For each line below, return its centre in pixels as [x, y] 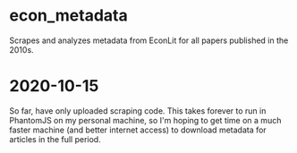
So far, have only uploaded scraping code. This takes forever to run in [138, 110]
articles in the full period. [55, 139]
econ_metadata [68, 16]
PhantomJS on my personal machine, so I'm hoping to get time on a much [145, 120]
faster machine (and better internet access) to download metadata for [138, 130]
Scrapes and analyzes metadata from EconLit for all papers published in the [149, 40]
